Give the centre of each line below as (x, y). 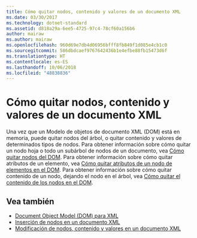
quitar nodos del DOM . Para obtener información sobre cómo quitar (90, 157)
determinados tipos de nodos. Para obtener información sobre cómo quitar (99, 145)
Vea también (30, 201)
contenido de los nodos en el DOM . (50, 182)
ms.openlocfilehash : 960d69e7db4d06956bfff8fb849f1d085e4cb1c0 (87, 45)
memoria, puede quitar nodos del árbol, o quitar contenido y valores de (94, 138)
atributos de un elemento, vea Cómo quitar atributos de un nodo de (89, 164)
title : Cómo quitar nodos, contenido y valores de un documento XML (93, 12)
